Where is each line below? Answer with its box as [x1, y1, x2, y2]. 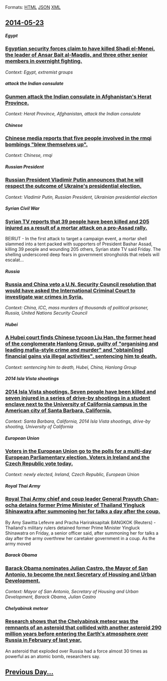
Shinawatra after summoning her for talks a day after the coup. [5, 508, 161, 515]
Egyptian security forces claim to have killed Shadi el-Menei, [5, 45, 156, 52]
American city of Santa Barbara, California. [5, 407, 112, 414]
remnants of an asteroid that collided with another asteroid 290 [5, 624, 162, 631]
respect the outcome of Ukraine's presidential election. [5, 182, 142, 189]
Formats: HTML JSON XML [5, 4, 61, 10]
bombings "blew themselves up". [5, 141, 88, 148]
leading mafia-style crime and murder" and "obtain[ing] [5, 347, 144, 354]
